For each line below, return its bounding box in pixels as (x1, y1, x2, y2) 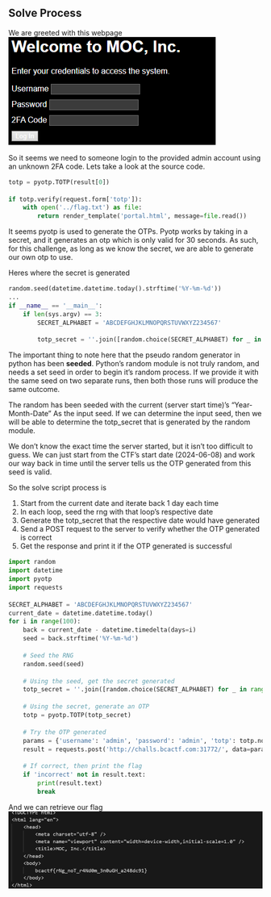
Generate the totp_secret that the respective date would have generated (19, 515, 261, 525)
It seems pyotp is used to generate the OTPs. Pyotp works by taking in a (8, 227, 248, 236)
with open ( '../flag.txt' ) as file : (23, 203, 143, 212)
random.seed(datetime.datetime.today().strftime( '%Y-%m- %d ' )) (8, 285, 222, 293)
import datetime (8, 566, 63, 575)
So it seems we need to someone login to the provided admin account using (8, 152, 261, 162)
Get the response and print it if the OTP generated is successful (19, 541, 232, 551)
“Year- (231, 400, 253, 410)
